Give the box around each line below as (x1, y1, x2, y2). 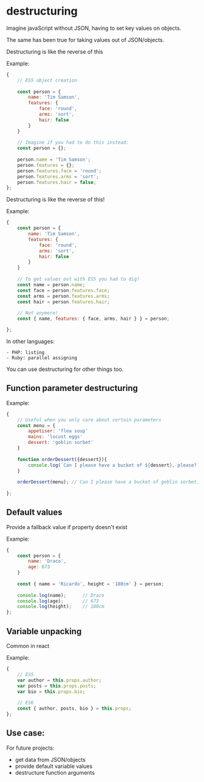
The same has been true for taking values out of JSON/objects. (6, 36, 165, 43)
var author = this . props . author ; (17, 677, 102, 683)
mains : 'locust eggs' (28, 434, 83, 440)
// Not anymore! (17, 310, 59, 316)
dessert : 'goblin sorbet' (28, 440, 94, 446)
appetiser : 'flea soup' (28, 428, 88, 434)
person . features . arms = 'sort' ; (17, 174, 99, 180)
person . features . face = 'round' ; (17, 167, 102, 174)
